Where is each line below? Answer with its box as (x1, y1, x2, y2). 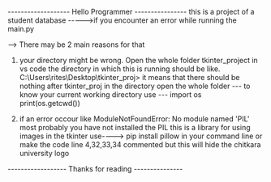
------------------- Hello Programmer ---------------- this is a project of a (7, 7, 255, 16)
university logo (19, 149, 70, 158)
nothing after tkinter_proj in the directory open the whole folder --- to (19, 81, 251, 91)
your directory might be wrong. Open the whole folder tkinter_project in (19, 56, 259, 65)
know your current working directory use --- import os (19, 90, 202, 99)
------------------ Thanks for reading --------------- (7, 164, 183, 173)
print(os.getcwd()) (19, 99, 80, 108)
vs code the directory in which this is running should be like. (19, 64, 221, 74)
